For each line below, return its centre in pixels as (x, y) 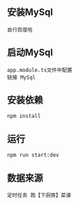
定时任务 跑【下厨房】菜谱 (39, 195)
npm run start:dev (33, 155)
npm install (24, 116)
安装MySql (30, 12)
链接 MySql (21, 77)
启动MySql (30, 52)
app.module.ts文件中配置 (40, 70)
